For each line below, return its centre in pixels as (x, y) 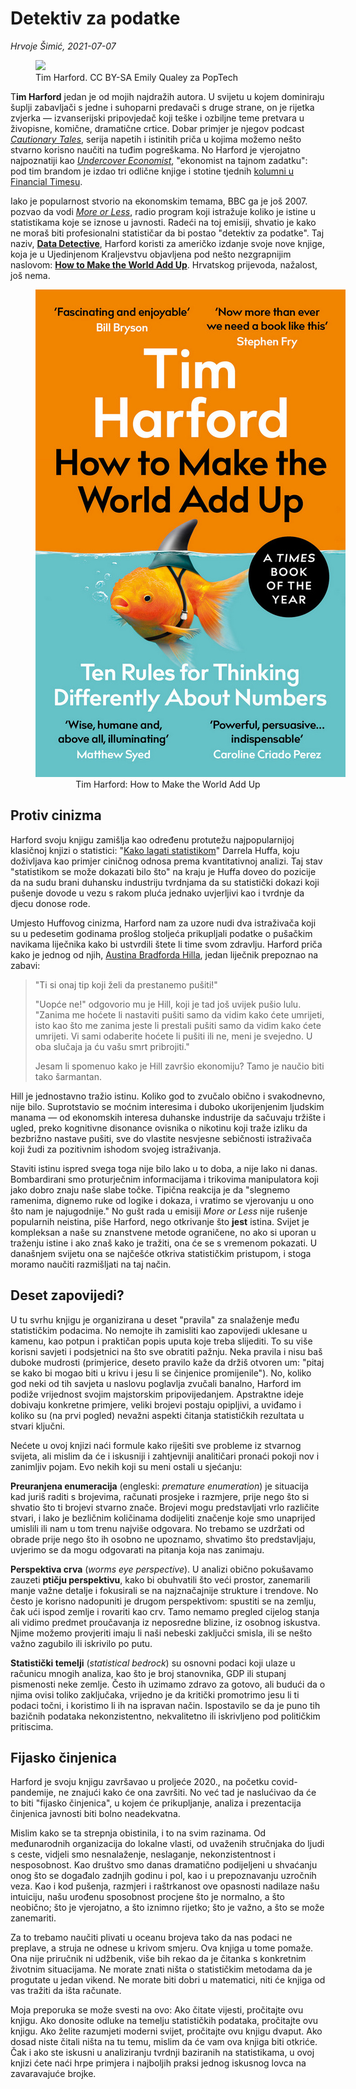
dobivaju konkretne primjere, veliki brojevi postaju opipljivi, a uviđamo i (156, 1404)
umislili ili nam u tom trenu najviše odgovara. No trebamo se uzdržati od (157, 1528)
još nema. (30, 275)
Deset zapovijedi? (67, 1295)
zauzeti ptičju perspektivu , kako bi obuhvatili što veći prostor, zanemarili (160, 1579)
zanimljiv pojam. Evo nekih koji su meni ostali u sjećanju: (126, 1466)
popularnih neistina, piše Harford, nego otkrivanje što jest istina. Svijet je (160, 1221)
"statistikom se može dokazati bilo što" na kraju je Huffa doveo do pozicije (163, 871)
